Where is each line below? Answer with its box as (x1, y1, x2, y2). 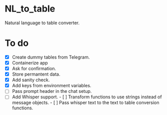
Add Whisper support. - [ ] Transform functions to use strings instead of (12, 94, 162, 100)
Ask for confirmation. (12, 66, 57, 71)
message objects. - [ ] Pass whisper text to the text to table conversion (12, 99, 159, 106)
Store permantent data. (12, 71, 61, 77)
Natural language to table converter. (5, 20, 80, 26)
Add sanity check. (12, 77, 50, 83)
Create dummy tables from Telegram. (12, 54, 90, 60)
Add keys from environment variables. (12, 83, 92, 89)
